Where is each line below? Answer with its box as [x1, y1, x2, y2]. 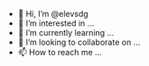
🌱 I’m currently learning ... [17, 28, 115, 37]
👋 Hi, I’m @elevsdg [17, 9, 88, 19]
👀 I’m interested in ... [17, 18, 95, 29]
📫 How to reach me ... [17, 47, 102, 57]
